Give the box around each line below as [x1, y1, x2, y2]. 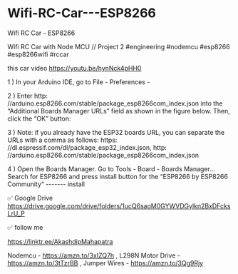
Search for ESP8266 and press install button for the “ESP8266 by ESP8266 [7, 172, 228, 181]
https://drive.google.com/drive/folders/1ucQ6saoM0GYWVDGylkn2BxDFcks [7, 201, 231, 210]
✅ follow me [7, 223, 43, 231]
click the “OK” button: [7, 114, 71, 123]
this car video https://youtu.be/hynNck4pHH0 [7, 64, 142, 72]
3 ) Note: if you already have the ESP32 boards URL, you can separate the [7, 128, 225, 136]
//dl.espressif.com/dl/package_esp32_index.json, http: [7, 143, 167, 151]
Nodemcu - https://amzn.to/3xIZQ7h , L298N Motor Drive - [7, 251, 180, 260]
